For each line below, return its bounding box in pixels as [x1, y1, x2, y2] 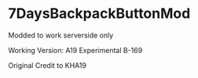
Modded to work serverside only [8, 30, 114, 40]
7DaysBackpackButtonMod [8, 5, 191, 23]
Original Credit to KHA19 [8, 60, 86, 70]
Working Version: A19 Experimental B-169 [8, 45, 143, 55]
